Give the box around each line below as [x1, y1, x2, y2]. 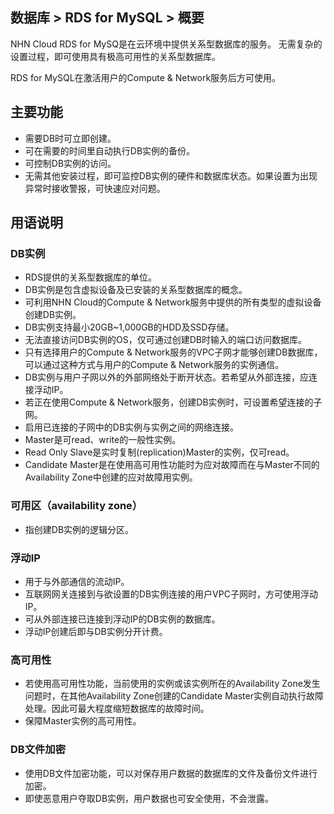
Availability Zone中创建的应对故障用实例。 [24, 471, 198, 483]
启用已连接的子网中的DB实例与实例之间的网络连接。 [24, 421, 240, 433]
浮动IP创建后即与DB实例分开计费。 [24, 625, 168, 637]
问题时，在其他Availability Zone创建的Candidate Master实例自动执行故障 [24, 690, 324, 702]
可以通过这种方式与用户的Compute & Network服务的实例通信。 [24, 359, 285, 371]
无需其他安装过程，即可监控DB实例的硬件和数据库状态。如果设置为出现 [24, 169, 318, 182]
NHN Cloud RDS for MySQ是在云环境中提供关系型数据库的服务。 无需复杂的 [10, 38, 323, 50]
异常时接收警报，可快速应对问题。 [24, 182, 166, 194]
